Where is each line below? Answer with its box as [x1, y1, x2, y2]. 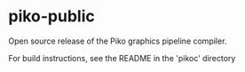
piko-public [8, 6, 95, 27]
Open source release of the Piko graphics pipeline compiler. [8, 36, 227, 46]
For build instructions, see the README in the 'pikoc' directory [8, 52, 236, 63]
